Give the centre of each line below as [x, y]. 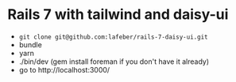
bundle [31, 44]
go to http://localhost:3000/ [64, 69]
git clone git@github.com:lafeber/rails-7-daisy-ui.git [113, 37]
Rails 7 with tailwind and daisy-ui [118, 15]
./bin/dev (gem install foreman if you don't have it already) [114, 61]
